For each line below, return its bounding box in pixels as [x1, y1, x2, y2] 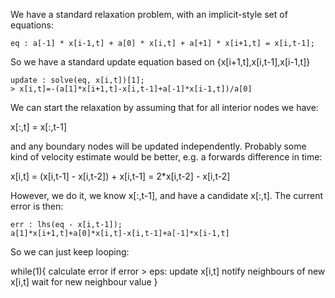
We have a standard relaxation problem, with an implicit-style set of [10, 9, 288, 20]
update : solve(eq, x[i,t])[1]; [10, 75, 145, 85]
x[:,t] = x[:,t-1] [10, 121, 68, 133]
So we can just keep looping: [10, 246, 130, 258]
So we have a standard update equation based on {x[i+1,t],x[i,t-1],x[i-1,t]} [10, 56, 311, 68]
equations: [10, 19, 54, 31]
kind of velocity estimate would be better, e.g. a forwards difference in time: [10, 151, 323, 163]
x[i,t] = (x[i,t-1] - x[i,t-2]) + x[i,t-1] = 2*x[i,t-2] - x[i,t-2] [10, 170, 231, 182]
